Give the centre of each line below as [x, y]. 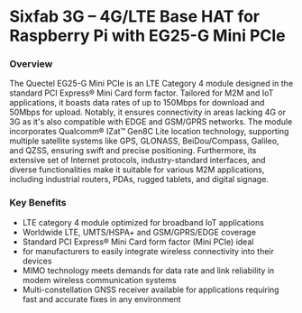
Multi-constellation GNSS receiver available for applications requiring [151, 290]
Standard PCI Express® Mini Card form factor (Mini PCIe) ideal [138, 242]
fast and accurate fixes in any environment [102, 299]
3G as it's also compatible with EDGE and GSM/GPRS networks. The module [151, 122]
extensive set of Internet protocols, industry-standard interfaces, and [137, 161]
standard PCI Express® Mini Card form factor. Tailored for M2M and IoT [142, 93]
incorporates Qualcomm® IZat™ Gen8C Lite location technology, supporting [149, 132]
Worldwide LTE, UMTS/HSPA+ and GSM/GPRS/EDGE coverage [139, 232]
